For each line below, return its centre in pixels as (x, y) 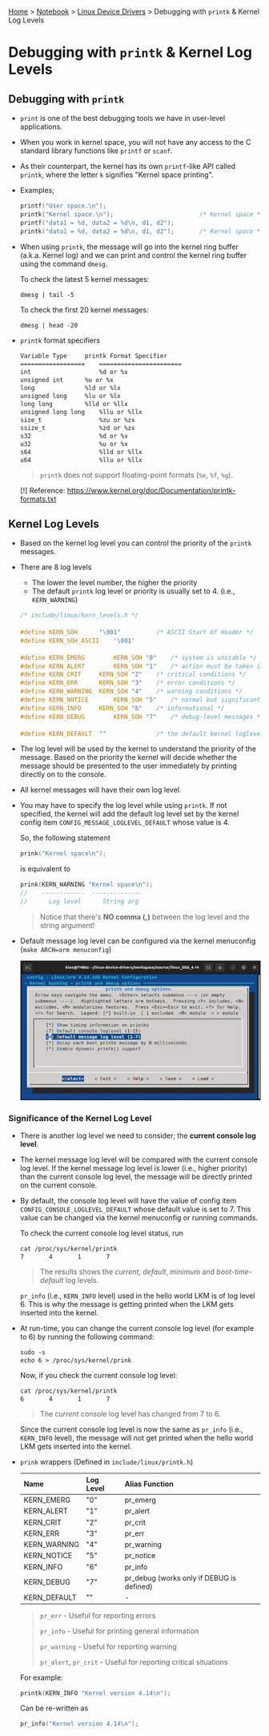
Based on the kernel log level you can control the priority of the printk (136, 543)
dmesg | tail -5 (47, 295)
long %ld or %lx (70, 388)
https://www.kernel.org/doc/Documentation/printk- (151, 490)
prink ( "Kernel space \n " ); (63, 854)
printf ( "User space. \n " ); (63, 206)
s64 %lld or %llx (81, 452)
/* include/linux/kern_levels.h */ (79, 616)
